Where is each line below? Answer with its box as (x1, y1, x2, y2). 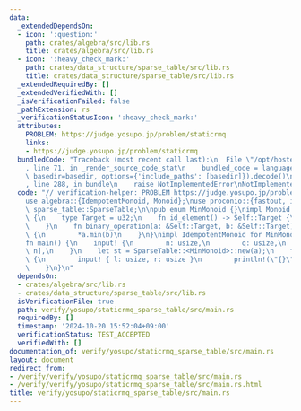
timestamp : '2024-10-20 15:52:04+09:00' (17, 322, 170, 331)
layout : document (9, 355, 74, 364)
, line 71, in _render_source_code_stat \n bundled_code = (25, 163, 258, 172)
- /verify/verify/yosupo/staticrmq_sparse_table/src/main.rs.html (9, 380, 262, 389)
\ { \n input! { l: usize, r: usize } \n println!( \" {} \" (25, 255, 295, 265)
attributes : (17, 122, 63, 131)
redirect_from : (9, 363, 66, 372)
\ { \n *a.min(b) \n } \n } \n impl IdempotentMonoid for (25, 230, 262, 239)
